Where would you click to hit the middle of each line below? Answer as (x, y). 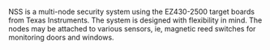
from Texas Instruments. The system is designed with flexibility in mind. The (135, 20)
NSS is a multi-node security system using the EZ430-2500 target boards (132, 12)
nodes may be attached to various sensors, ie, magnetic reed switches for (132, 29)
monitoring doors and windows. (62, 37)
